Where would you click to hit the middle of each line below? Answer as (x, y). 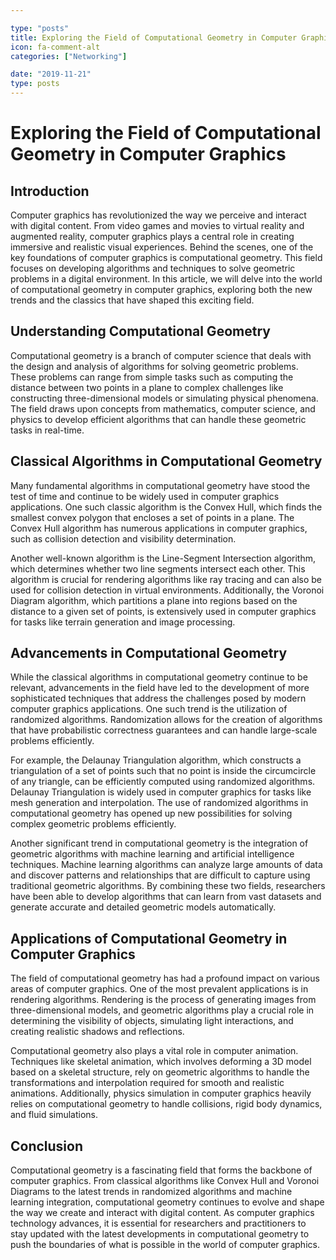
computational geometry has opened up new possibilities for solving (151, 813)
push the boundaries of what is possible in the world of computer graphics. (165, 1245)
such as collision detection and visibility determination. (123, 538)
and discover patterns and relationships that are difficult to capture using (160, 875)
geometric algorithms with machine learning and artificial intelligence (152, 854)
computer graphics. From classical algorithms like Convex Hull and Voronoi (165, 1181)
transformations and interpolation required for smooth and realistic (147, 1083)
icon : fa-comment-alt (55, 47)
